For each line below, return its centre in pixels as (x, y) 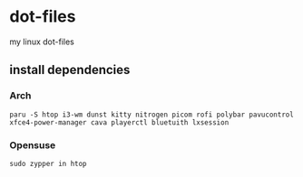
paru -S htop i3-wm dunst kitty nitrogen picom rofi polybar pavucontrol (152, 115)
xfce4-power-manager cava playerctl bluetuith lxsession (119, 122)
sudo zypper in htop (49, 163)
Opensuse (33, 144)
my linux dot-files (42, 42)
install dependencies (70, 70)
